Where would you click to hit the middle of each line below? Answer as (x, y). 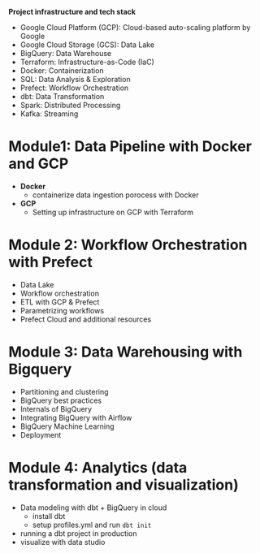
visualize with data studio (63, 542)
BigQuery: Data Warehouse (66, 53)
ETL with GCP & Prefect (60, 302)
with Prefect (51, 262)
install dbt (49, 516)
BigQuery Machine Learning (67, 426)
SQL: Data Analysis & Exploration (76, 79)
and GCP (39, 164)
